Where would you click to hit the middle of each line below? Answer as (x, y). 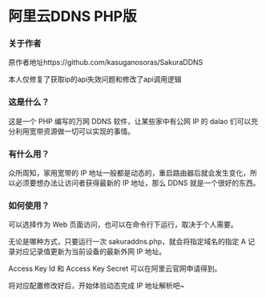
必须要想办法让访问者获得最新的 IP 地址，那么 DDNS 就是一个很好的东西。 (137, 183)
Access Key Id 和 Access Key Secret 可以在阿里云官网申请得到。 (115, 268)
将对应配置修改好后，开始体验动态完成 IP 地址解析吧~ (97, 286)
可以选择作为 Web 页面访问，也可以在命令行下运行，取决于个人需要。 (123, 224)
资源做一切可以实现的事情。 (89, 131)
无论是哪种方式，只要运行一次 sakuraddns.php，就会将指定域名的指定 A (127, 242)
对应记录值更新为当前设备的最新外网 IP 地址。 (91, 252)
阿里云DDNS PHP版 (73, 16)
